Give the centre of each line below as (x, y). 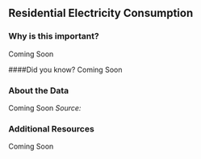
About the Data (39, 90)
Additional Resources (51, 128)
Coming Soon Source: (45, 107)
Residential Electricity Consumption (101, 13)
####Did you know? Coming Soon (65, 69)
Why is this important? (54, 36)
